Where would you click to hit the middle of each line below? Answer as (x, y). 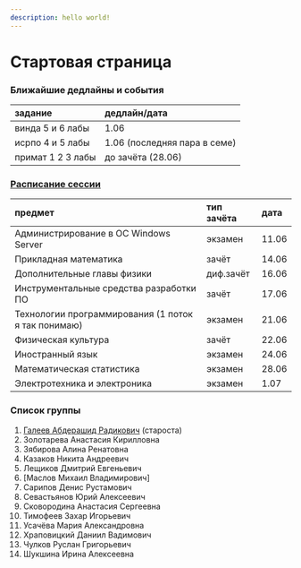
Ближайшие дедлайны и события (87, 90)
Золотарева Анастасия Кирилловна (91, 439)
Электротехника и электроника (84, 383)
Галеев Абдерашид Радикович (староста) (102, 430)
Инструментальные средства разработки (105, 288)
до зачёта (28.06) (143, 158)
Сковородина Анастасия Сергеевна (92, 506)
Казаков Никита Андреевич (75, 459)
